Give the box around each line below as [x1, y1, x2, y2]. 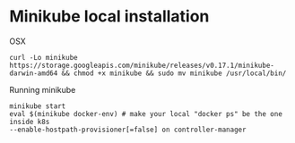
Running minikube [9, 84, 76, 95]
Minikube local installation [9, 6, 210, 27]
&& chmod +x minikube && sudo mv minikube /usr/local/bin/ [61, 69, 287, 78]
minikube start [9, 101, 66, 111]
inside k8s [9, 117, 50, 126]
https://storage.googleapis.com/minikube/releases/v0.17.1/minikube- [9, 61, 275, 70]
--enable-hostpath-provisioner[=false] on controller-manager [9, 125, 247, 134]
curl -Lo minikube [9, 53, 78, 62]
